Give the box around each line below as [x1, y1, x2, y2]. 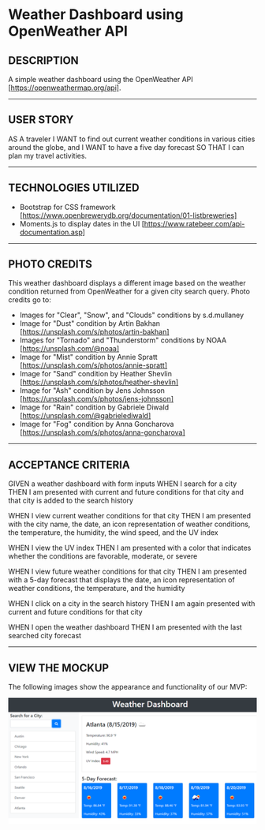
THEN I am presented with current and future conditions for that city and [8, 488, 244, 497]
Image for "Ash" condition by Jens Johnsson [19, 386, 166, 395]
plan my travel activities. [8, 151, 88, 160]
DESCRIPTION [8, 54, 79, 67]
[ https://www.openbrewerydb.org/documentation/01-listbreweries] [19, 211, 237, 220]
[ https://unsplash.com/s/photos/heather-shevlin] [19, 377, 179, 387]
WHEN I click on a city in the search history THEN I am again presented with [8, 599, 256, 608]
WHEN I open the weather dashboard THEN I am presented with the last [8, 622, 242, 632]
